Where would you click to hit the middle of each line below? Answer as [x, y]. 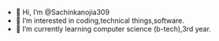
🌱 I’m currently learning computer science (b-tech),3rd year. [113, 29]
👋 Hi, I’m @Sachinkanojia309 [63, 12]
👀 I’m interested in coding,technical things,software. [100, 20]
